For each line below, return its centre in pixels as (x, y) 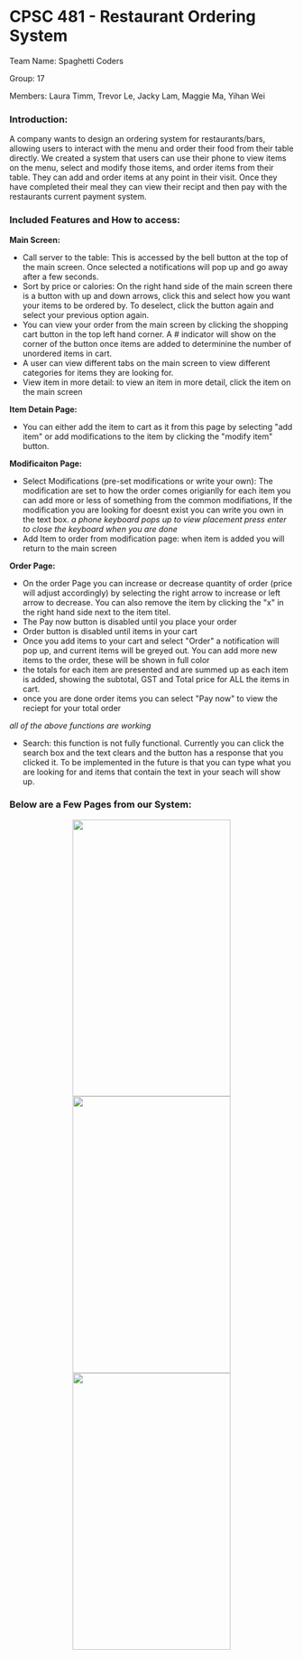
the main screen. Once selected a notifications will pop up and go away (155, 267)
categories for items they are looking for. (98, 372)
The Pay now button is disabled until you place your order (129, 622)
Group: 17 (27, 78)
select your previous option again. (86, 314)
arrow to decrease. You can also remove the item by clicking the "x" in (153, 602)
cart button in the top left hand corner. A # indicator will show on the (149, 334)
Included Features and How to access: (95, 220)
